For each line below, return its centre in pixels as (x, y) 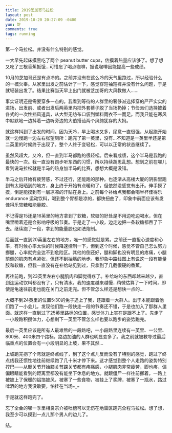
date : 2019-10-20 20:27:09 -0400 (41, 20)
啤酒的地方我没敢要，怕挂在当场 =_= (42, 386)
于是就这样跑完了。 (26, 397)
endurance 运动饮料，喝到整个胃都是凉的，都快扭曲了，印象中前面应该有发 (84, 198)
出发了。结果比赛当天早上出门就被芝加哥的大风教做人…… (79, 90)
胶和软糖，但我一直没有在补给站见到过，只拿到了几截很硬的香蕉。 (75, 265)
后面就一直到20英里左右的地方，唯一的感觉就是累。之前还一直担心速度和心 (84, 239)
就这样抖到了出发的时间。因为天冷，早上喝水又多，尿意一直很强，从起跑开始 (86, 131)
